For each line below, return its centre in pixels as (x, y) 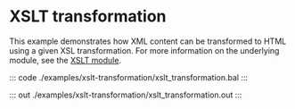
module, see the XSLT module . (66, 60)
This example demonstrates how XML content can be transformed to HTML (148, 41)
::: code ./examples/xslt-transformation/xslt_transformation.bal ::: (128, 77)
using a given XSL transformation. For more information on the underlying (144, 50)
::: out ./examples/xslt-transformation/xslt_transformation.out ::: (126, 95)
